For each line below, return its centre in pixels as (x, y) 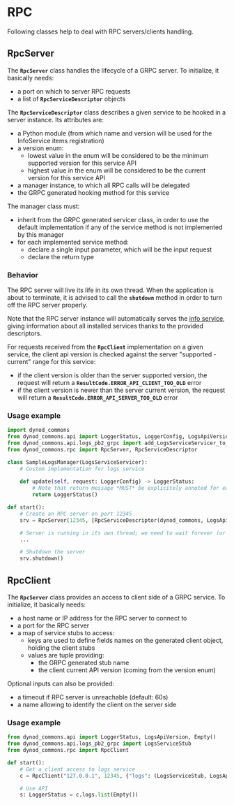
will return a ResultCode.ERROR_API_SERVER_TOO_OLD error (97, 398)
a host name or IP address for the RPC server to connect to (102, 618)
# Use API (34, 788)
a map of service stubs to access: (66, 633)
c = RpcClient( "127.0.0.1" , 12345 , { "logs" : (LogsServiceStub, (114, 776)
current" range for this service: (52, 362)
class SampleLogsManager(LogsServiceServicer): (78, 462)
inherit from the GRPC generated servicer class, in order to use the (113, 219)
